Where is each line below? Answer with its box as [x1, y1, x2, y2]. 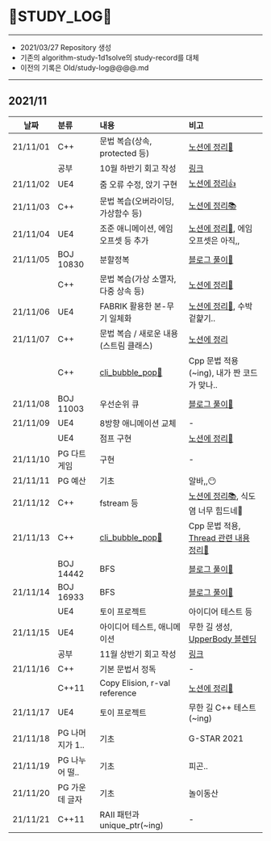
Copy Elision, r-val [99, 677, 171, 688]
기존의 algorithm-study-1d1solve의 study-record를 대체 [19, 53, 199, 62]
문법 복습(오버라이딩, [99, 196, 175, 207]
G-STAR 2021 [188, 733, 244, 744]
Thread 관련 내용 [188, 532, 250, 544]
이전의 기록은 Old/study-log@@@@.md [19, 62, 149, 72]
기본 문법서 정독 [99, 663, 156, 675]
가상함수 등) [99, 208, 143, 219]
